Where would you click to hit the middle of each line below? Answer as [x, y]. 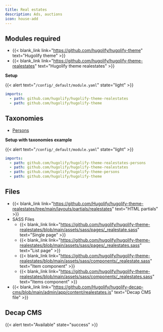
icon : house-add [22, 19]
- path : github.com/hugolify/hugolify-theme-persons [65, 172]
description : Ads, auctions [34, 14]
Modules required [33, 38]
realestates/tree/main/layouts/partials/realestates [62, 208]
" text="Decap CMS [131, 292]
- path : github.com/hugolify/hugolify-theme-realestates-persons [78, 163]
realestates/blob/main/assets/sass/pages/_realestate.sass [78, 230]
